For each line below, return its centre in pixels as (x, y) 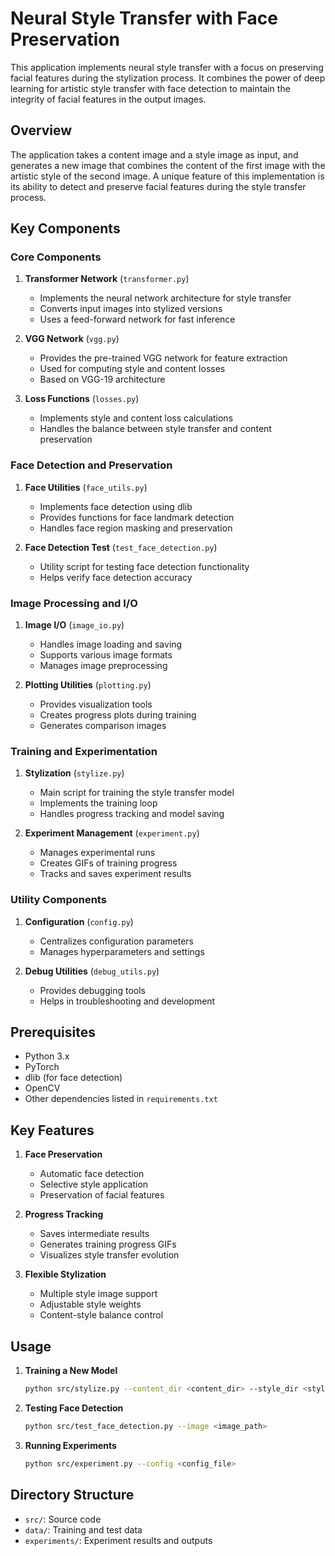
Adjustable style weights (90, 1304)
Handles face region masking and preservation (136, 528)
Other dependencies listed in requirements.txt (121, 1099)
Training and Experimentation (84, 751)
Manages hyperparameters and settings (122, 951)
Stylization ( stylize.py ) (74, 773)
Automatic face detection (92, 1174)
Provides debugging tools (92, 990)
